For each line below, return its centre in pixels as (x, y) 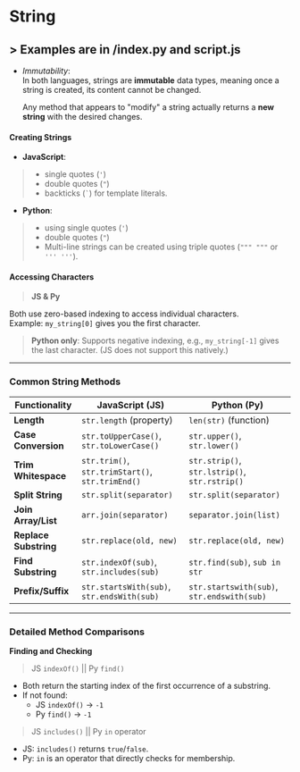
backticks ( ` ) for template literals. (106, 193)
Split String (38, 495)
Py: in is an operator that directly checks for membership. (129, 758)
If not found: (45, 695)
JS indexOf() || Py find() (78, 668)
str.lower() (214, 445)
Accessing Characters (52, 277)
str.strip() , (215, 460)
